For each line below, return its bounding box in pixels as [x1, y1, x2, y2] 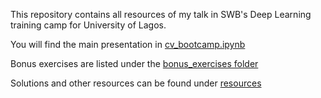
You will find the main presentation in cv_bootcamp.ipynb [10, 39, 246, 50]
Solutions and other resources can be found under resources [10, 77, 262, 89]
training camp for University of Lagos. [10, 19, 167, 31]
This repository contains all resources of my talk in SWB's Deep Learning [10, 9, 312, 20]
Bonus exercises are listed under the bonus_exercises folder [10, 58, 259, 69]
